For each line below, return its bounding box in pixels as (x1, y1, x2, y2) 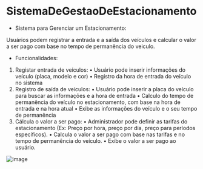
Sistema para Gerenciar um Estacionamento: (15, 24, 127, 32)
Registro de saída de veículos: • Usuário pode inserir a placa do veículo (15, 85, 194, 92)
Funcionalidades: (15, 54, 58, 61)
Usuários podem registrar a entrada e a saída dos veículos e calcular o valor (6, 36, 197, 43)
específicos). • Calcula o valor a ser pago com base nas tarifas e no (15, 131, 185, 138)
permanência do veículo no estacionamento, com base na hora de (15, 98, 181, 106)
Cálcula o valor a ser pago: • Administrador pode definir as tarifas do (15, 117, 188, 125)
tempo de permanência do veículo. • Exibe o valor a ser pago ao (15, 137, 176, 144)
